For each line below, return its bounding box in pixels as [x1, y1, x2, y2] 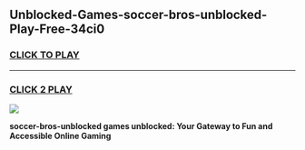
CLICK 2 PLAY [9, 83, 73, 95]
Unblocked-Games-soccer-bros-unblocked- [9, 7, 268, 23]
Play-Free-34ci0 [9, 22, 105, 37]
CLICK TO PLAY [9, 49, 80, 62]
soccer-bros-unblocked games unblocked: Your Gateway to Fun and [9, 120, 273, 131]
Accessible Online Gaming [9, 130, 112, 141]
